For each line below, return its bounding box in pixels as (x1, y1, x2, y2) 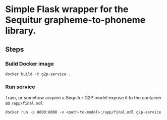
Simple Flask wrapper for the (5, 4, 129, 15)
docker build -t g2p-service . (5, 72, 71, 77)
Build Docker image (5, 60, 54, 67)
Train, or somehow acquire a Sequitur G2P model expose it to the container (5, 95, 162, 101)
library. (5, 25, 36, 36)
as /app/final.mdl (5, 100, 43, 106)
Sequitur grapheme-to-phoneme (5, 14, 146, 26)
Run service (5, 83, 35, 90)
